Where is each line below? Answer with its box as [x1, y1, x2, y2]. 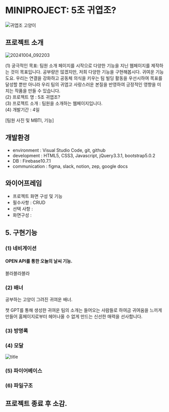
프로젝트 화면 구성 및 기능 [12, 193, 63, 199]
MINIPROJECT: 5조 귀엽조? [5, 5, 117, 16]
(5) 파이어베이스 [5, 367, 42, 374]
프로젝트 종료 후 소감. [5, 399, 67, 408]
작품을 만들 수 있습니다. [14, 88, 61, 94]
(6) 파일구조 [5, 382, 33, 389]
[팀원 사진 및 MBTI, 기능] [5, 117, 54, 123]
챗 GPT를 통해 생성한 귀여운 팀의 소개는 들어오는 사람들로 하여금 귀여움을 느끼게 [5, 307, 162, 313]
